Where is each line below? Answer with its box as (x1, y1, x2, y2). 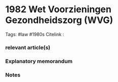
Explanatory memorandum (5, 58, 73, 65)
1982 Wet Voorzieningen (5, 4, 112, 15)
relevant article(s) (5, 44, 51, 51)
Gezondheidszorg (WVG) (5, 14, 113, 26)
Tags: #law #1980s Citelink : (5, 31, 65, 37)
